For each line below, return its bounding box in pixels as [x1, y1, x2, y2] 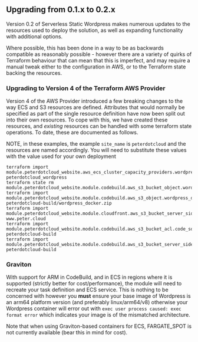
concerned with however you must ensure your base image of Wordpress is [6, 292, 191, 300]
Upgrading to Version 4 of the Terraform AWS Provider [6, 84, 166, 92]
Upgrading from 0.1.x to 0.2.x [6, 5, 116, 15]
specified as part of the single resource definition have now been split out [6, 110, 186, 117]
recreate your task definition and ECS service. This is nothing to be [6, 286, 169, 294]
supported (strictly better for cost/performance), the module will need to [6, 280, 182, 287]
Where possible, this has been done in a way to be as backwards [6, 44, 164, 51]
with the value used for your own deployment [6, 153, 116, 160]
